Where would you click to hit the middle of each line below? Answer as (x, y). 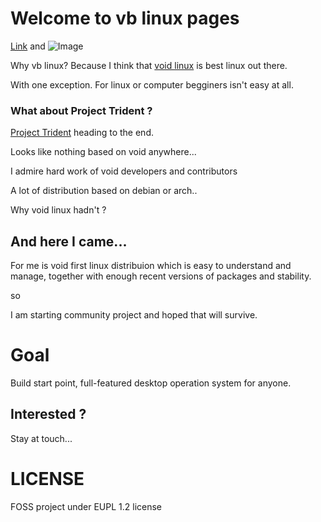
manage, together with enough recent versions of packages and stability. (161, 276)
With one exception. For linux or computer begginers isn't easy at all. (152, 84)
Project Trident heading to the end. (82, 133)
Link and (28, 46)
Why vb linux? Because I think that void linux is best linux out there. (149, 65)
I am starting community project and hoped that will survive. (134, 315)
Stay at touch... (41, 438)
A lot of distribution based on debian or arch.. (104, 191)
